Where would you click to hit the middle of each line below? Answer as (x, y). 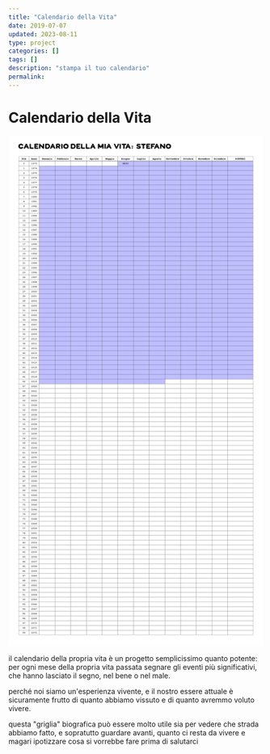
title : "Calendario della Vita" (63, 17)
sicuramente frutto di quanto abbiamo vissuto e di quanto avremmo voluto (131, 700)
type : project (32, 43)
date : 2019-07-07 (38, 25)
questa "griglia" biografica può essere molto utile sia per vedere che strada (134, 724)
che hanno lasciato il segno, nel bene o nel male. (90, 676)
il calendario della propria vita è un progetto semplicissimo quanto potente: (133, 658)
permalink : (27, 77)
